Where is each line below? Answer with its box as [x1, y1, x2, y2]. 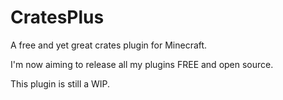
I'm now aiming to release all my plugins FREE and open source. [10, 58, 274, 70]
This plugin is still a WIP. [10, 77, 111, 90]
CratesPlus [10, 6, 105, 29]
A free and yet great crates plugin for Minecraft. [10, 39, 208, 51]
